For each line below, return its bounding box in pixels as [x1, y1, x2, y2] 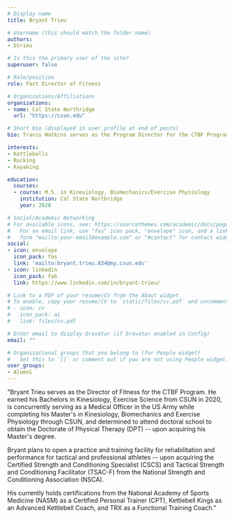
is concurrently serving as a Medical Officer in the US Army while [7, 403, 195, 411]
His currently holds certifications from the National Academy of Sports [7, 489, 210, 497]
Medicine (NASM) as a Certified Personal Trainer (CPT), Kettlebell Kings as [7, 496, 222, 504]
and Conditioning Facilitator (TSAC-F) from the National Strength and [7, 468, 205, 476]
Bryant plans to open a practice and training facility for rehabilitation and [7, 446, 215, 454]
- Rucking [7, 157, 36, 164]
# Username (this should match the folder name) [7, 29, 151, 36]
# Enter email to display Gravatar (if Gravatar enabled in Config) [7, 330, 210, 337]
